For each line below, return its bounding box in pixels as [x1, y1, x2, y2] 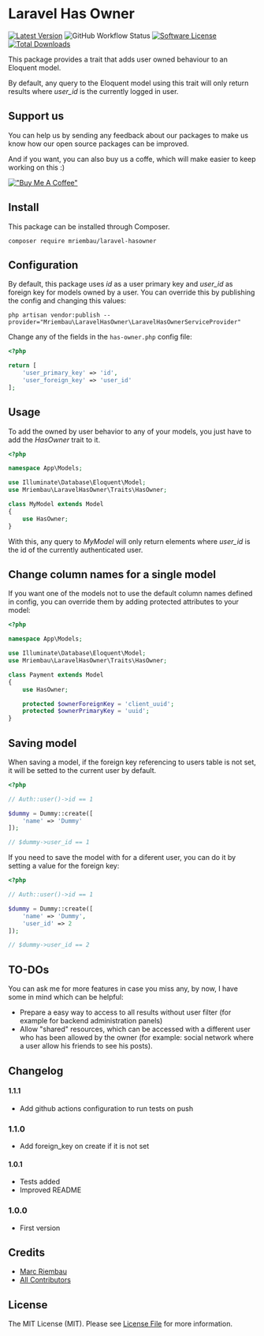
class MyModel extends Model [8, 501, 104, 509]
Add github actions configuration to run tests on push [19, 1103, 194, 1113]
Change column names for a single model [8, 568, 217, 581]
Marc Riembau [19, 1267, 67, 1276]
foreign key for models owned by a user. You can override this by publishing [8, 287, 255, 297]
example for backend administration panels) [19, 1016, 163, 1026]
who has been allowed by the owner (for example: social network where [19, 1033, 254, 1042]
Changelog [8, 1064, 64, 1078]
